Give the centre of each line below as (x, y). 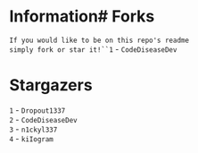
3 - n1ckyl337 (33, 129)
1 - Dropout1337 (37, 110)
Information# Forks (82, 17)
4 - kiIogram (31, 138)
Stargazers (51, 85)
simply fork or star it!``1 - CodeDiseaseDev (93, 49)
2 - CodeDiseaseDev (43, 119)
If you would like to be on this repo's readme (99, 40)
